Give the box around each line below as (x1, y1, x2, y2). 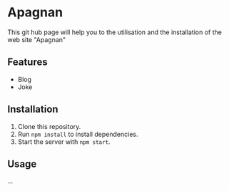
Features (7, 56, 48, 68)
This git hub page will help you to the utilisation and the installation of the (7, 28, 223, 36)
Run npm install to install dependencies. (17, 130, 138, 138)
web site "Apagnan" (7, 35, 66, 43)
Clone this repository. (17, 122, 81, 130)
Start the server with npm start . (17, 137, 111, 146)
